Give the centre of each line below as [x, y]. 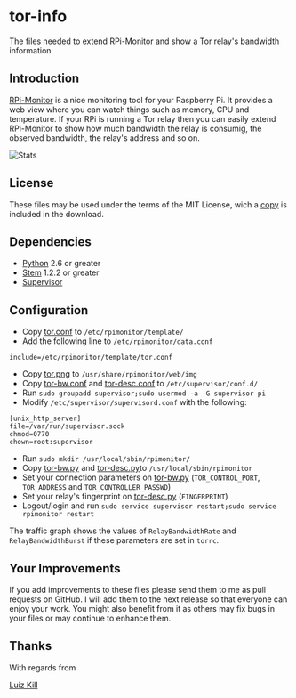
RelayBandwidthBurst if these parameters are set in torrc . [114, 540]
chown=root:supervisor [51, 442]
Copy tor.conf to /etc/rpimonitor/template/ [103, 332]
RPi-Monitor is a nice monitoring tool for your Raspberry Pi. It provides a [141, 100]
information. [32, 50]
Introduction [44, 79]
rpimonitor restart [58, 515]
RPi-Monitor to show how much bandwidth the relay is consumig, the [136, 128]
